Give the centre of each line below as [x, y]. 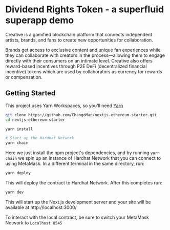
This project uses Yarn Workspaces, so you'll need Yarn [64, 106]
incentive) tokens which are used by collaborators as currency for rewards [84, 71]
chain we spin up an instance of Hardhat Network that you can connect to [83, 158]
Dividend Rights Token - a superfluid [85, 9]
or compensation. [24, 77]
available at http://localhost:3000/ [41, 207]
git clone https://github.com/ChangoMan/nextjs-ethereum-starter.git [81, 115]
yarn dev [15, 192]
